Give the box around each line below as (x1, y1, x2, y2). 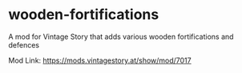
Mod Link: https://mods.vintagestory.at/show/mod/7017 (8, 56, 192, 65)
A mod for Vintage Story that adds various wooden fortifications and (8, 32, 234, 41)
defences (8, 40, 40, 49)
